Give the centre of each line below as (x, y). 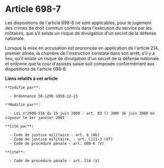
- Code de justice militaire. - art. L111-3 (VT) (61, 139)
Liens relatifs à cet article (31, 78)
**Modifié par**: (23, 104)
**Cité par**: (20, 126)
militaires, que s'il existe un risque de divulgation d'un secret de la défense (81, 33)
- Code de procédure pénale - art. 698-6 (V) (57, 143)
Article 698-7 (33, 9)
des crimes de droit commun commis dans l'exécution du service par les (79, 28)
